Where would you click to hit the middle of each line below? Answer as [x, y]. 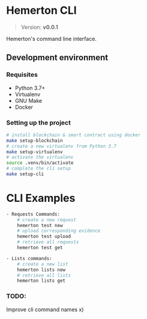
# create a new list [43, 264]
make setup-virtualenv [34, 152]
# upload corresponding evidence [59, 231]
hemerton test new [40, 225]
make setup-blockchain [34, 141]
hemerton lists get [41, 281]
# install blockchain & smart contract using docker [73, 135]
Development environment [57, 58]
